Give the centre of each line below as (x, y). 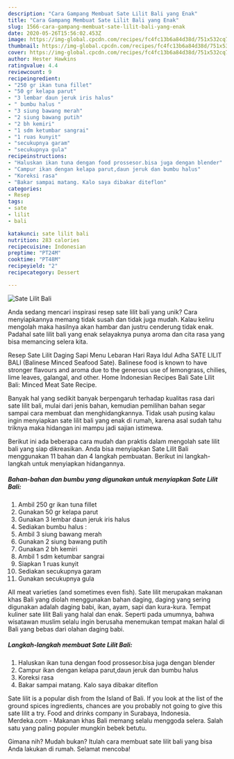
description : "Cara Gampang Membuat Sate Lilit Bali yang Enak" (103, 14)
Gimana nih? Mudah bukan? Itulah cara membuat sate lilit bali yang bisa (110, 741)
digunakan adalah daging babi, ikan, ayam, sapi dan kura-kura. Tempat (109, 606)
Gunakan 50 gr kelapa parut (58, 512)
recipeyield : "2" (33, 266)
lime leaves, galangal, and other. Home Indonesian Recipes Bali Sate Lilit (111, 377)
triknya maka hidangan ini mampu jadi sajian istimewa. (86, 428)
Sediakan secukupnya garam (59, 571)
